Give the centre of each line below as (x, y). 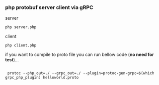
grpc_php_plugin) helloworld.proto (42, 78)
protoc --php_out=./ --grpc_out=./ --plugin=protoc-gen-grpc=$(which (81, 73)
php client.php (21, 45)
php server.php (21, 27)
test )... (12, 60)
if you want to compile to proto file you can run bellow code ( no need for (79, 55)
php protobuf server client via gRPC (49, 7)
